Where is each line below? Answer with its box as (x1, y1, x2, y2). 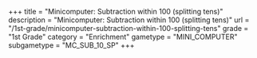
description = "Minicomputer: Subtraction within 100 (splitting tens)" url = (8, 15, 250, 25)
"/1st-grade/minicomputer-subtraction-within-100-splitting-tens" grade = (8, 24, 249, 33)
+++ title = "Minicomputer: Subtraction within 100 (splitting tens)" (8, 7, 223, 16)
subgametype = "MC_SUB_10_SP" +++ (8, 41, 135, 50)
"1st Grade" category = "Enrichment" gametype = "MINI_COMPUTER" (8, 32, 238, 41)
